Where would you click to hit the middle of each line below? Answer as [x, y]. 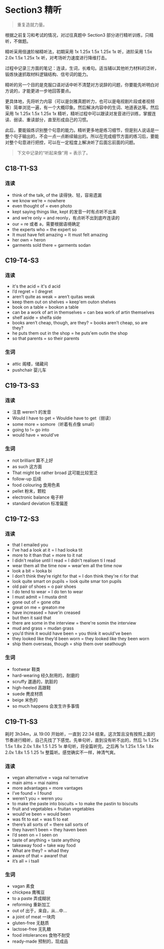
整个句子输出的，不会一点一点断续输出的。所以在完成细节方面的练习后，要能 [82, 136]
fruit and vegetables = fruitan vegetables [53, 809]
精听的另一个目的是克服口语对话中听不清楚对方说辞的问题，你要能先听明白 [80, 84]
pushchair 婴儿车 [29, 370]
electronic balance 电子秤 [38, 497]
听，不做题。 [18, 41]
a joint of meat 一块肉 [34, 917]
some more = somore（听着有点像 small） [54, 424]
